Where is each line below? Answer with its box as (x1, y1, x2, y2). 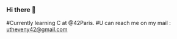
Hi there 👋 (6, 5, 37, 14)
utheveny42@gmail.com (6, 26, 68, 33)
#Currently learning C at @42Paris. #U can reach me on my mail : (6, 19, 171, 27)
